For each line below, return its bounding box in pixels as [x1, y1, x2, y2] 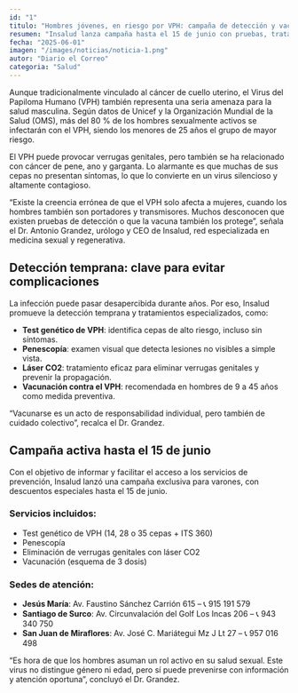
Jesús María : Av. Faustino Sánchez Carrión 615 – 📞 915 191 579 [21, 599, 251, 609]
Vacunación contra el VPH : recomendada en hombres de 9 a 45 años [21, 381, 278, 392]
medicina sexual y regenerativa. [9, 235, 126, 245]
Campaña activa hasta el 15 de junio [9, 443, 211, 458]
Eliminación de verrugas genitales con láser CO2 [21, 546, 200, 557]
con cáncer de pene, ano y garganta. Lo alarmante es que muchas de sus [9, 161, 278, 171]
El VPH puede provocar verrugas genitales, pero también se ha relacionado [9, 151, 285, 162]
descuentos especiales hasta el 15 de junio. [9, 485, 169, 496]
